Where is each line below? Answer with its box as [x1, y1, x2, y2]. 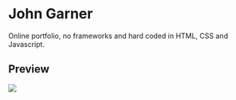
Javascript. [8, 39, 45, 48]
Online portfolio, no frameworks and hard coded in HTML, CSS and [8, 31, 229, 40]
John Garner [8, 5, 93, 23]
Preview [8, 63, 50, 76]
